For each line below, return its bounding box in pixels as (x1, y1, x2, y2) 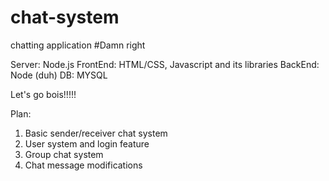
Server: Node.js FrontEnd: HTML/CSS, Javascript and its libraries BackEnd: (10, 58, 320, 70)
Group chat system (24, 148, 104, 160)
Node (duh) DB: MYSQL (10, 69, 108, 81)
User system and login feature (24, 137, 150, 150)
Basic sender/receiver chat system (24, 127, 168, 139)
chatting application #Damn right (10, 39, 146, 51)
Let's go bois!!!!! (10, 88, 77, 100)
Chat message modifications (24, 159, 143, 171)
